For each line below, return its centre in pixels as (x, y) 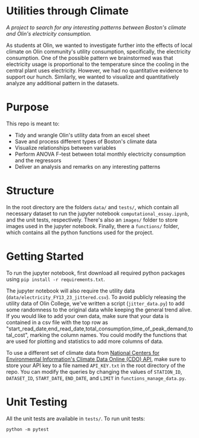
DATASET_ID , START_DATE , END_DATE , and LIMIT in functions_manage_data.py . (96, 378)
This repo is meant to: (33, 124)
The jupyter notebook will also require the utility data (71, 291)
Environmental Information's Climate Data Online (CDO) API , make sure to (96, 359)
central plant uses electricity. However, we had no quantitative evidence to (97, 70)
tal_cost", (18, 335)
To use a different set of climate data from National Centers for (83, 352)
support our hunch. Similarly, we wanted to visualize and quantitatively (93, 77)
